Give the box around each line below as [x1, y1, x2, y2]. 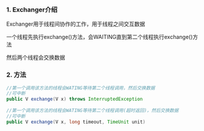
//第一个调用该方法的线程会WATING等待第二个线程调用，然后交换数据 [6, 85, 155, 91]
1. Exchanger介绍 [6, 5, 58, 13]
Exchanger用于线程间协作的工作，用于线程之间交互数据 [6, 20, 146, 28]
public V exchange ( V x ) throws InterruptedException [6, 96, 143, 102]
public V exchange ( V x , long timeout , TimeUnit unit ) [6, 119, 146, 125]
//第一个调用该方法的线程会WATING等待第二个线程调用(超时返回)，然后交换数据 [6, 108, 179, 114]
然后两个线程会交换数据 [6, 54, 65, 62]
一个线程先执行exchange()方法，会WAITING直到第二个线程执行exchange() [6, 34, 193, 41]
